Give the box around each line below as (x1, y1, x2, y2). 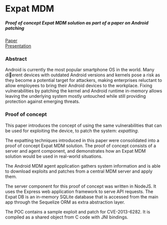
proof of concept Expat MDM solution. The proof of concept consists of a (5, 143, 156, 149)
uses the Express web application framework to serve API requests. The (5, 188, 154, 195)
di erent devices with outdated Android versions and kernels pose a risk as (5, 72, 161, 78)
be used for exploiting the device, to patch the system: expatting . (5, 128, 139, 134)
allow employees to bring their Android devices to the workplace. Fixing (5, 83, 153, 89)
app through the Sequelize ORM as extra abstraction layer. (5, 199, 126, 205)
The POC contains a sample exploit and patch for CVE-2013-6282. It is (5, 209, 151, 215)
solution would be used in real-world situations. (5, 153, 103, 159)
